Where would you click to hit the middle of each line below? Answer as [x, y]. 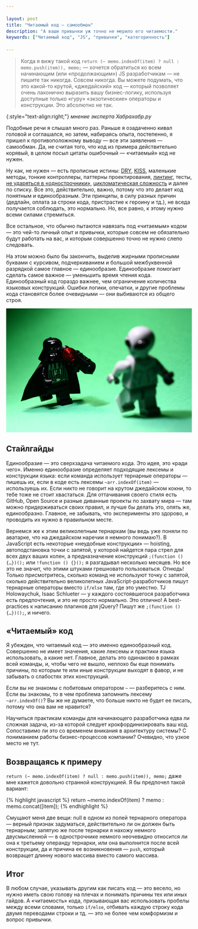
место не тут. [23, 743]
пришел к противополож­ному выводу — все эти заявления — [85, 140]
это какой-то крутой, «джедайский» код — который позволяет [100, 86]
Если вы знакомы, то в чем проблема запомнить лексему [79, 694]
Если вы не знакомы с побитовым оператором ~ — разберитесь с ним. [96, 688]
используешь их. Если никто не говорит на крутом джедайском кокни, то [99, 488]
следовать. [20, 245]
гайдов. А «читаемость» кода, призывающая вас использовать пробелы [98, 901]
